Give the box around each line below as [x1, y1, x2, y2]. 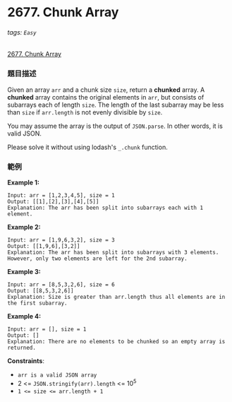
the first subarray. [7, 300, 68, 307]
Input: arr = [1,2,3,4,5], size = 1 [7, 191, 115, 199]
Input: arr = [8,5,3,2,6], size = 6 [7, 280, 115, 288]
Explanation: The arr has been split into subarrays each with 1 [7, 204, 203, 211]
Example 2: [7, 223, 41, 231]
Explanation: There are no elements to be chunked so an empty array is [7, 338, 226, 345]
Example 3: [7, 267, 41, 276]
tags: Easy [7, 28, 37, 36]
